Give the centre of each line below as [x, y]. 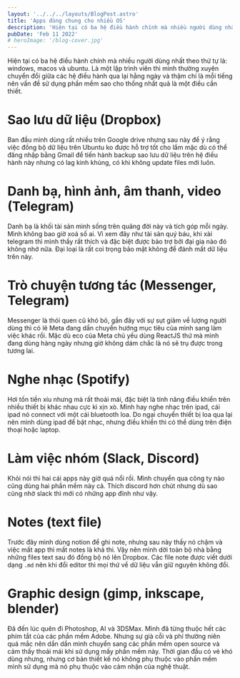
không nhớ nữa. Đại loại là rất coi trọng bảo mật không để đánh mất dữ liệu [117, 249]
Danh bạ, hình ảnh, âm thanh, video [114, 192]
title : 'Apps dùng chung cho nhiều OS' [67, 21]
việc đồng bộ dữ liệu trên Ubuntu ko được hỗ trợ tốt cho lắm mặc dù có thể [117, 148]
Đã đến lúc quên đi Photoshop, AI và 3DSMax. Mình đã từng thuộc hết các [117, 628]
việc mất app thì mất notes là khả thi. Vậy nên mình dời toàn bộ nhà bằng [114, 550]
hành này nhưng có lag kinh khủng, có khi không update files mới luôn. [111, 163]
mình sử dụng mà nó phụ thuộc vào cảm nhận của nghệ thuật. [99, 666]
